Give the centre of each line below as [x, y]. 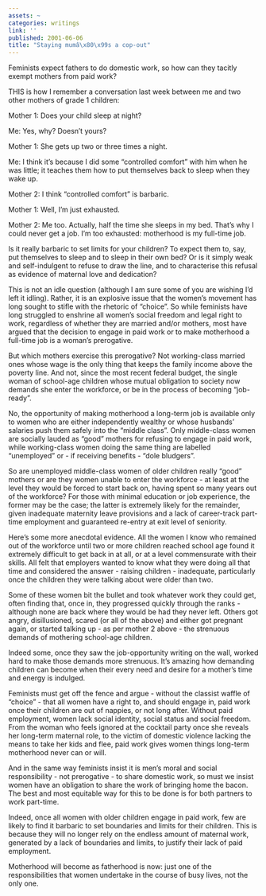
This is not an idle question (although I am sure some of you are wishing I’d [131, 290]
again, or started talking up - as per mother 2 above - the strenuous [119, 629]
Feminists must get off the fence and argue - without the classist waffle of [129, 694]
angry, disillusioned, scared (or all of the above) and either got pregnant [126, 621]
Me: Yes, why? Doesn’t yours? [58, 131]
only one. [23, 883]
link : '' [23, 30]
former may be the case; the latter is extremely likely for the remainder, [124, 505]
